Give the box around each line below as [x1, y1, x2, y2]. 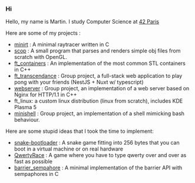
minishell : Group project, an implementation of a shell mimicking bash [14, 110, 185, 117]
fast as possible [14, 158, 52, 165]
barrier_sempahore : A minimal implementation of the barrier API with [14, 164, 183, 171]
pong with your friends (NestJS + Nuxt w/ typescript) [14, 79, 144, 86]
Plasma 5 [14, 104, 37, 111]
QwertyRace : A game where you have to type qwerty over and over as [14, 152, 187, 159]
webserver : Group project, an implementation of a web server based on [14, 85, 190, 92]
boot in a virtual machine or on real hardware [14, 145, 124, 152]
